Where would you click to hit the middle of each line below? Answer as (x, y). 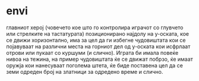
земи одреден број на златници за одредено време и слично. (85, 71)
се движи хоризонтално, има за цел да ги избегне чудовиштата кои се (96, 40)
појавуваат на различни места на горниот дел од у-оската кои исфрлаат (98, 46)
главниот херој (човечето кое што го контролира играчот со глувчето (95, 27)
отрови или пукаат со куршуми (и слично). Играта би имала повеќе (92, 52)
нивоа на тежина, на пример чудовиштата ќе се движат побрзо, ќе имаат (99, 59)
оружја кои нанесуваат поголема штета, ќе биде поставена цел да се (94, 65)
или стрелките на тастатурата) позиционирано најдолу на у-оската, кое (97, 33)
